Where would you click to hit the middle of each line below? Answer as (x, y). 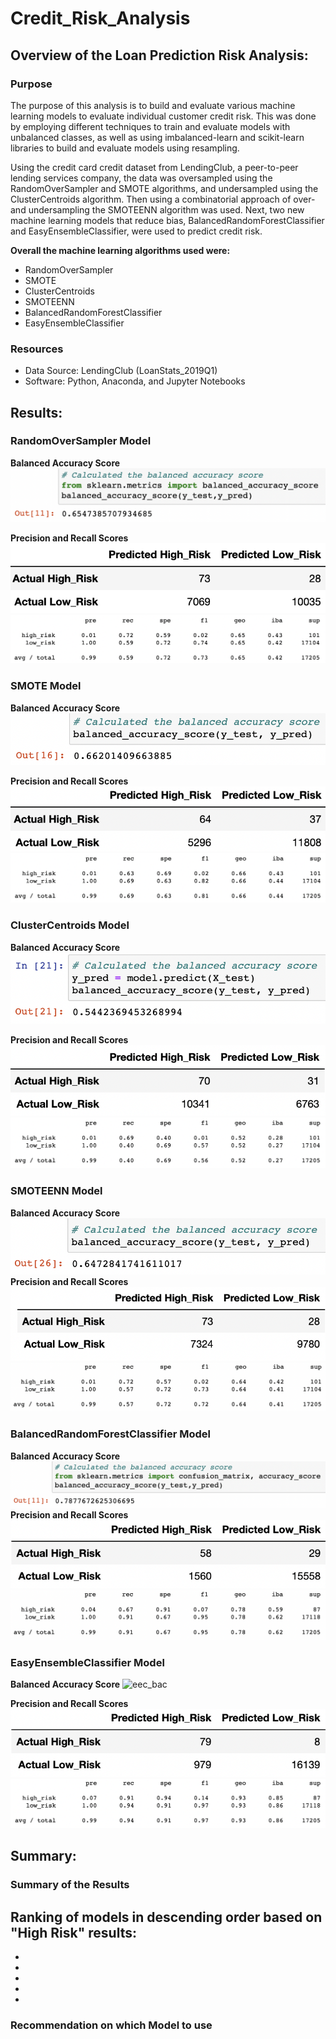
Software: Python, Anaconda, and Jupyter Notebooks (135, 381)
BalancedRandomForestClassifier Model (110, 1434)
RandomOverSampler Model (81, 441)
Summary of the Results (70, 1885)
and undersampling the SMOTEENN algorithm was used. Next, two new (157, 209)
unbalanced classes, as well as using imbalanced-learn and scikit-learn (157, 137)
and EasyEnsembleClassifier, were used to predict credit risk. (136, 231)
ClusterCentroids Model (70, 925)
